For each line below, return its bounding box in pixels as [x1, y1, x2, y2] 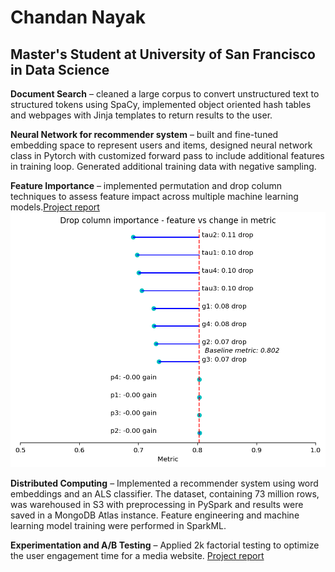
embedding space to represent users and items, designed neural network [10, 139, 313, 151]
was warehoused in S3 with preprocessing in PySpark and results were [10, 499, 304, 511]
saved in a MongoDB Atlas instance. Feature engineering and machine [10, 509, 300, 521]
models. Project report [10, 201, 100, 213]
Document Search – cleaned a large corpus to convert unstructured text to [10, 88, 320, 100]
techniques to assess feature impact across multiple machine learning [10, 191, 299, 202]
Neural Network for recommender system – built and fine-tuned [10, 129, 279, 140]
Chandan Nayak [10, 6, 147, 29]
